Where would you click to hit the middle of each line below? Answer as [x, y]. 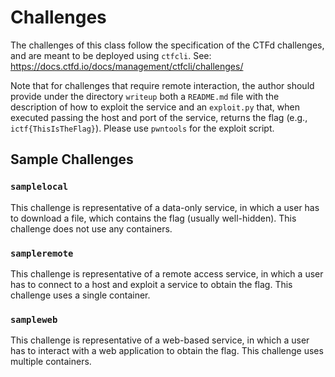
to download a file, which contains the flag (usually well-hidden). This [153, 218]
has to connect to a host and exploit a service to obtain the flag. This [151, 284]
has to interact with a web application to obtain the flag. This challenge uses [167, 351]
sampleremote [42, 253]
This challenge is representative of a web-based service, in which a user [160, 340]
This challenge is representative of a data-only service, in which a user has [165, 207]
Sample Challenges [72, 159]
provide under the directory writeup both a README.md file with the [145, 96]
